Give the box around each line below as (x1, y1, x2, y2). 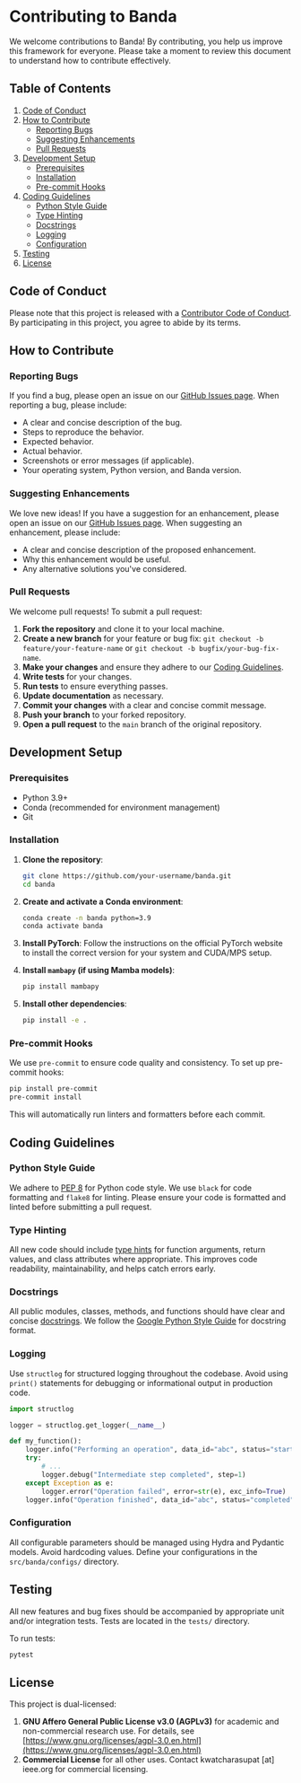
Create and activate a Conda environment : (21, 896, 184, 907)
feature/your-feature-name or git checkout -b (21, 642, 195, 653)
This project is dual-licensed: (9, 1699, 116, 1709)
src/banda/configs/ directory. (9, 1556, 119, 1567)
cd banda (21, 880, 56, 889)
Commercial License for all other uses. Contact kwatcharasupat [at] (21, 1754, 275, 1765)
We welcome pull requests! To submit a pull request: (9, 606, 202, 617)
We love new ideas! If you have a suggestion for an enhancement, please (9, 507, 279, 518)
